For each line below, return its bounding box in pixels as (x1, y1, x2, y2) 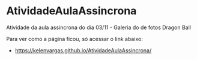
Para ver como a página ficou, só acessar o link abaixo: (6, 35, 143, 42)
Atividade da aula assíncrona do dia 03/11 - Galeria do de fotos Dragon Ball (6, 24, 191, 31)
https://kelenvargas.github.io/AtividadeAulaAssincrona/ (14, 46, 152, 54)
